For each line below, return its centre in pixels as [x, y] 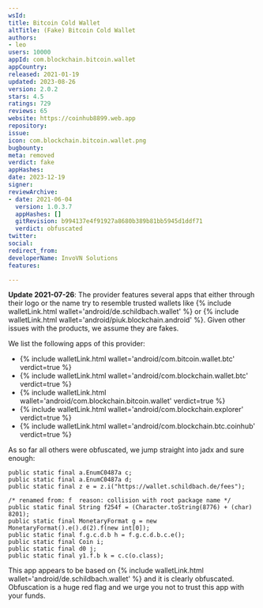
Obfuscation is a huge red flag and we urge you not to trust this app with [126, 587]
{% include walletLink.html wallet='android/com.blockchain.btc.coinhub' [137, 426]
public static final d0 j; [53, 549]
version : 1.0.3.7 [44, 206]
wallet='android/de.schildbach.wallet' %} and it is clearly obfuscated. [121, 579]
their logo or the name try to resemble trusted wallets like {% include [120, 303]
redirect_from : [33, 251]
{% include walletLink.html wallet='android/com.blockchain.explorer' [131, 410]
